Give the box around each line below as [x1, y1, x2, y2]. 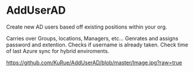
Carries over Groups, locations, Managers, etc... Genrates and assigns [6, 35, 179, 42]
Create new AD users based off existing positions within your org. [6, 23, 168, 30]
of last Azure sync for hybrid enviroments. [6, 47, 109, 54]
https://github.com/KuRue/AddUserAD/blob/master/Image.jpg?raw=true [6, 59, 183, 66]
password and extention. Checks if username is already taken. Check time [6, 41, 189, 48]
